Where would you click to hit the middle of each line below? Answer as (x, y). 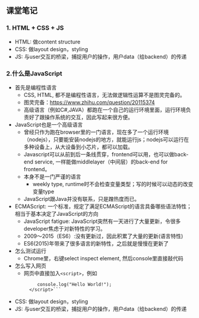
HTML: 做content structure (48, 42)
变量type (43, 191)
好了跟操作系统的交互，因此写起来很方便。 (81, 117)
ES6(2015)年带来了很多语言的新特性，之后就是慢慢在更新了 (96, 243)
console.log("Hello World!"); (74, 284)
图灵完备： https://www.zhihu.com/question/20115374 (89, 102)
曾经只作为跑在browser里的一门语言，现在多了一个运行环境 (96, 132)
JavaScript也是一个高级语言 (49, 124)
